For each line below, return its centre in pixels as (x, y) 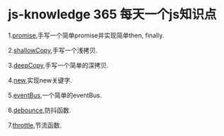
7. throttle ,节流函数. (35, 125)
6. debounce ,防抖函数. (39, 110)
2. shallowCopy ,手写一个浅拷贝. (53, 50)
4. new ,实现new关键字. (40, 80)
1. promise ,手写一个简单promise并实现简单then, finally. (86, 35)
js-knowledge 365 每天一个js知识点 (112, 14)
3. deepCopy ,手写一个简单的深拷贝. (58, 65)
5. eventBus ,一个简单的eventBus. (55, 95)
